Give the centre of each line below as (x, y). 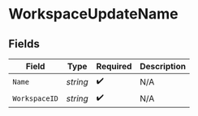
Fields (24, 44)
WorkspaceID (36, 98)
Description (163, 66)
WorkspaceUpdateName (93, 14)
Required (114, 66)
